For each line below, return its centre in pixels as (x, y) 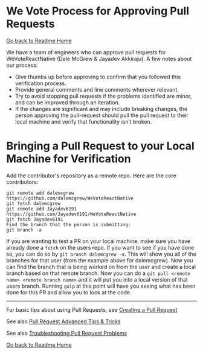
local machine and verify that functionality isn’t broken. (83, 121)
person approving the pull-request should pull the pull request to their (102, 115)
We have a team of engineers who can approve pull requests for (86, 52)
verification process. (40, 83)
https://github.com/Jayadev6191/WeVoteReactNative (71, 214)
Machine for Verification (69, 159)
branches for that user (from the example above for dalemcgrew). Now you (100, 260)
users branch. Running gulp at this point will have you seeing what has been (101, 286)
